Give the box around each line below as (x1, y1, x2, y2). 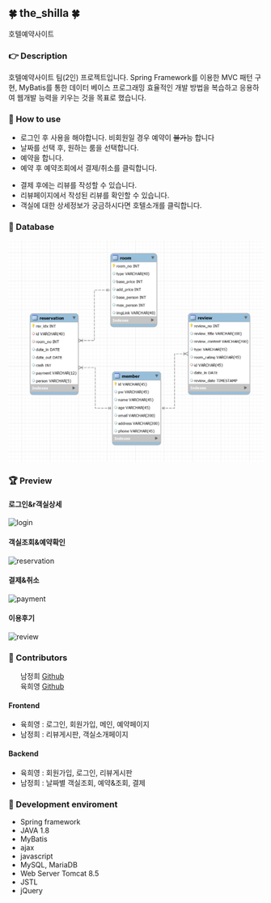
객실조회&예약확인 (8, 537, 66, 547)
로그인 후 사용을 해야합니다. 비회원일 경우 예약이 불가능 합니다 (19, 133, 215, 142)
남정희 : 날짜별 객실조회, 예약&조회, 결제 (19, 778, 146, 787)
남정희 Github (19, 672, 65, 681)
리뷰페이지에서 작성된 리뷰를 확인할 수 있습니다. (19, 190, 170, 201)
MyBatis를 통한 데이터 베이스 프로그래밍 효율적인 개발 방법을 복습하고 (19, 83, 239, 92)
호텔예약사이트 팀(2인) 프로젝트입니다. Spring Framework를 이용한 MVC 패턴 (8, 73, 253, 83)
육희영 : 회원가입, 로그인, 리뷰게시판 (19, 768, 133, 778)
